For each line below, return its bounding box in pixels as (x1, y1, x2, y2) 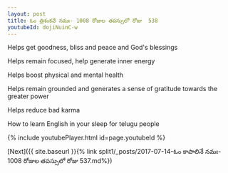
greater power (7, 92, 49, 100)
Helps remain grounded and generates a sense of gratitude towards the (7, 85, 218, 93)
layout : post (7, 10, 46, 18)
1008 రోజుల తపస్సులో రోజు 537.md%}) (7, 157, 113, 165)
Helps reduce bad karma (7, 106, 81, 115)
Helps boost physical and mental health (7, 70, 123, 79)
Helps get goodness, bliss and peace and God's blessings (7, 43, 178, 52)
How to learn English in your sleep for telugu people (7, 120, 160, 128)
